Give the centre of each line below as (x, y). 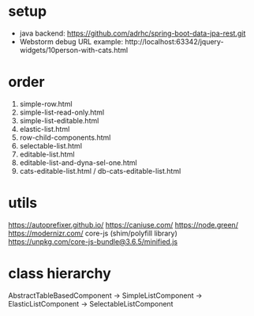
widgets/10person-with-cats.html (74, 50)
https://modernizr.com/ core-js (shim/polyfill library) (93, 233)
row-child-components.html (65, 137)
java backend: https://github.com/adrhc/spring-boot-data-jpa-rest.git (133, 33)
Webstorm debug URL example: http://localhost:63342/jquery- (121, 41)
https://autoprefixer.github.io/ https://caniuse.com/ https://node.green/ (123, 224)
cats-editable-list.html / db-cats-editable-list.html (100, 171)
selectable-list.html (51, 145)
